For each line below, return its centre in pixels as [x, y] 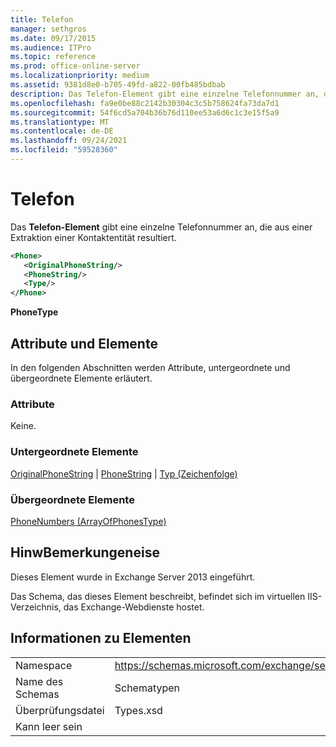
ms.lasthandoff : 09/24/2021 [69, 141]
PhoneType [34, 312]
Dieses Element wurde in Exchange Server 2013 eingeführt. [133, 577]
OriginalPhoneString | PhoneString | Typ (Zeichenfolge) [124, 473]
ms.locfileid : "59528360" [64, 150]
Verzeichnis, [36, 607]
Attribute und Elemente [84, 343]
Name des [39, 681]
